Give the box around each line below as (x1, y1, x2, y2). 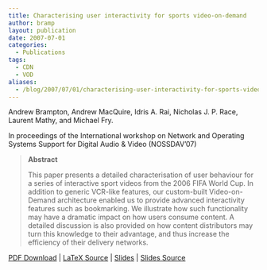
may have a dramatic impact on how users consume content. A (27, 212, 234, 222)
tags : (8, 56, 26, 64)
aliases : (8, 78, 37, 86)
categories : (8, 41, 48, 49)
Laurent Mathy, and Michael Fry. (8, 116, 114, 125)
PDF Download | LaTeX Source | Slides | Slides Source (8, 253, 186, 263)
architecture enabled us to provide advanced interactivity (56, 195, 245, 205)
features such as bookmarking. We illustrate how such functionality (27, 204, 249, 214)
